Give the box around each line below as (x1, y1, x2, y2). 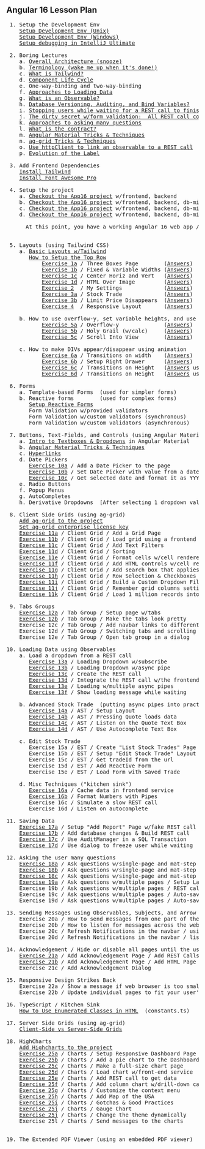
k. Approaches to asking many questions (19, 119, 142, 126)
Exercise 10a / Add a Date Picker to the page (29, 462, 171, 469)
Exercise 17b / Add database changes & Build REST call (19, 829, 190, 837)
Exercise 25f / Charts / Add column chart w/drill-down (19, 1080, 190, 1088)
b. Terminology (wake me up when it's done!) (19, 64, 158, 71)
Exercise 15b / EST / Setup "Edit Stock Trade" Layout (29, 750, 196, 757)
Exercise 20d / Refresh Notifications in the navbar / (19, 933, 187, 941)
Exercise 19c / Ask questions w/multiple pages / (19, 891, 171, 898)
